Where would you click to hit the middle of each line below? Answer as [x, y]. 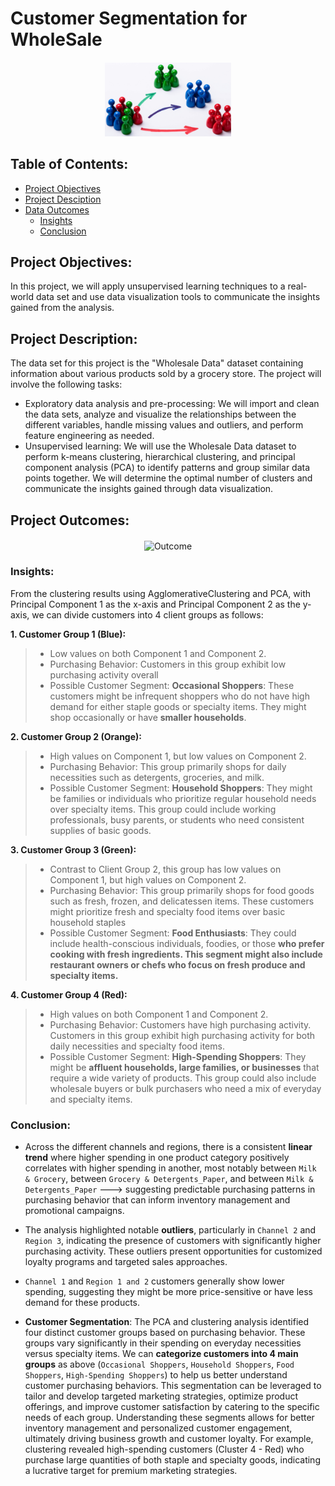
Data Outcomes [57, 209]
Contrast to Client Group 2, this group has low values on [165, 869]
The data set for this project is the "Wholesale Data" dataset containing [157, 363]
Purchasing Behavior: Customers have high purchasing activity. [180, 1024]
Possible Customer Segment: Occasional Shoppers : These [172, 685]
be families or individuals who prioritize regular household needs [183, 798]
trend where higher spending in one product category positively [157, 1158]
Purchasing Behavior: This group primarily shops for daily [168, 766]
